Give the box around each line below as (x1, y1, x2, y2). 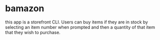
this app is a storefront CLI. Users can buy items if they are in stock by (5, 19, 148, 25)
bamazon (5, 3, 44, 14)
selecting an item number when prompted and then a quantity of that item (5, 24, 156, 30)
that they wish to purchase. (5, 29, 61, 35)
